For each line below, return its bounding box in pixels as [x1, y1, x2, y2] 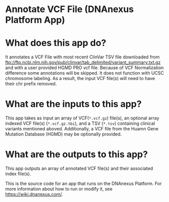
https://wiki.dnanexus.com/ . [5, 191, 63, 197]
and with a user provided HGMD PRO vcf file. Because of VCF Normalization [5, 64, 164, 71]
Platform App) [5, 14, 66, 26]
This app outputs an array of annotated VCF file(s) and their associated [5, 165, 153, 171]
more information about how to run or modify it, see [5, 186, 112, 192]
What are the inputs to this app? [5, 98, 142, 110]
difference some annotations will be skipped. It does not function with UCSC [5, 70, 164, 76]
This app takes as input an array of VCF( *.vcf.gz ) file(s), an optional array [5, 115, 160, 121]
